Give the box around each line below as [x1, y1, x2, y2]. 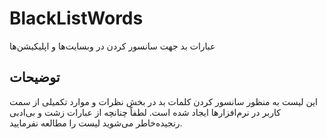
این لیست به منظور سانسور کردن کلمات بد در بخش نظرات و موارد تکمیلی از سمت [9, 95, 319, 107]
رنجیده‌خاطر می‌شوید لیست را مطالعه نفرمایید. [9, 117, 183, 129]
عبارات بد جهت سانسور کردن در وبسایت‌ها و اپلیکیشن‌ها [9, 40, 216, 52]
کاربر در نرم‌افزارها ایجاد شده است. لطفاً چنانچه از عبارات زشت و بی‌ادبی [9, 106, 281, 118]
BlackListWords [9, 7, 144, 30]
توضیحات [9, 69, 61, 86]
